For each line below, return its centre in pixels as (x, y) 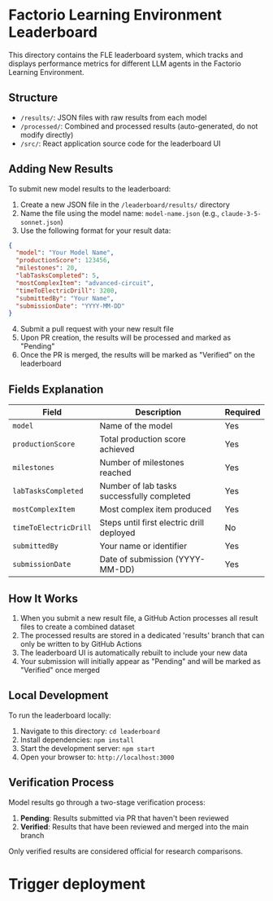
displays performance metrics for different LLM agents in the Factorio (125, 64)
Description (158, 412)
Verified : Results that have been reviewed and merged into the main (134, 826)
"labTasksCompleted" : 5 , (58, 276)
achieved (117, 450)
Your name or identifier (143, 546)
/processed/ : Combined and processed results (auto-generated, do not (139, 126)
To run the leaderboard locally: (60, 715)
